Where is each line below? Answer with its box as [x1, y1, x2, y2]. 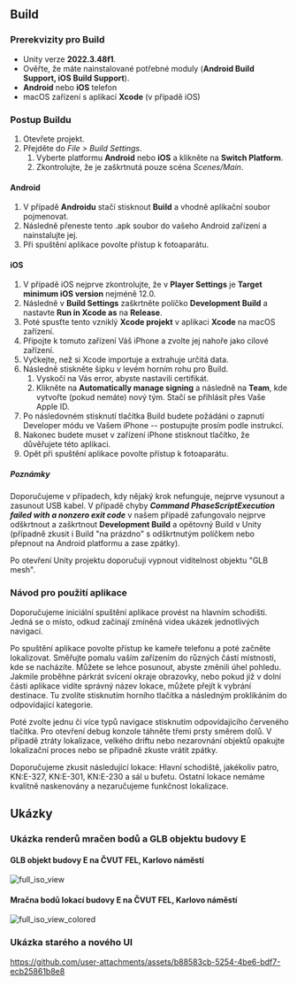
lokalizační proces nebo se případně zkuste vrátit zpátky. [10, 744, 218, 755]
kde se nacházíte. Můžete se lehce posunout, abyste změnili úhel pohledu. [10, 661, 282, 672]
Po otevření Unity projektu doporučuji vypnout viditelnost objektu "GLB [10, 555, 269, 566]
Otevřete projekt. [22, 133, 85, 144]
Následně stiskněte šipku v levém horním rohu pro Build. [22, 364, 229, 374]
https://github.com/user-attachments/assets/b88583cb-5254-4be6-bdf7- [10, 956, 281, 967]
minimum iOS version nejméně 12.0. [22, 289, 156, 299]
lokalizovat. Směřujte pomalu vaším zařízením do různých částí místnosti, [10, 652, 277, 663]
